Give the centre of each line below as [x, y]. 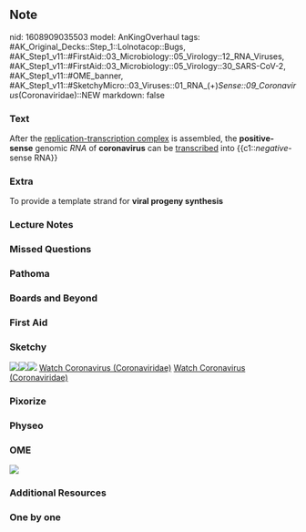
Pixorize [28, 402]
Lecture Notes [41, 225]
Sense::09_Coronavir [257, 85]
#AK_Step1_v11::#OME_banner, [66, 76]
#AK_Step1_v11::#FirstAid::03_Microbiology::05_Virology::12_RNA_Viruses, [147, 56]
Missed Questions [51, 250]
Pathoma [30, 274]
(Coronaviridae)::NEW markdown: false [92, 95]
